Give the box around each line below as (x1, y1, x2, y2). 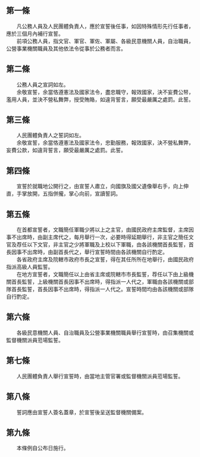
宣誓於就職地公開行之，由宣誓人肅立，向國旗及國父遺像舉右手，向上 (16, 183, 183, 190)
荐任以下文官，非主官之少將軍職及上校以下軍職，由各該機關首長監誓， (16, 241, 189, 248)
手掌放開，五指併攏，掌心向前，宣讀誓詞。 (16, 190, 121, 198)
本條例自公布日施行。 (16, 445, 69, 452)
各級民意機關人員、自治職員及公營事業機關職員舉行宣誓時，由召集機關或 (16, 329, 194, 336)
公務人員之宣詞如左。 (16, 81, 69, 88)
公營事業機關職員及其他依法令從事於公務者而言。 (6, 45, 126, 52)
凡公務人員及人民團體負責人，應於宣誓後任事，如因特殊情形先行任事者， (16, 23, 194, 30)
